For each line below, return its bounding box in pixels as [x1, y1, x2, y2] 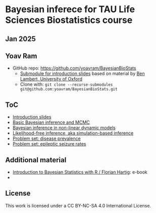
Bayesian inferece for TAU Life [5, 4, 135, 15]
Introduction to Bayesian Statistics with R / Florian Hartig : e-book [12, 169, 148, 175]
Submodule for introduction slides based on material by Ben [20, 70, 145, 77]
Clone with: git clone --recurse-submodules [20, 81, 113, 87]
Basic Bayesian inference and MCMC [12, 119, 90, 125]
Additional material [5, 156, 67, 164]
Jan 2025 [5, 34, 36, 43]
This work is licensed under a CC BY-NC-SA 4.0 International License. [5, 202, 151, 208]
